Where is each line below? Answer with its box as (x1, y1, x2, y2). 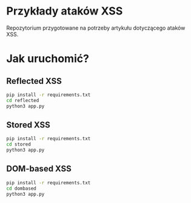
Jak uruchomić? (6, 52, 90, 66)
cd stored (6, 141, 32, 147)
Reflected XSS (6, 76, 62, 86)
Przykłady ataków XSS (6, 4, 123, 18)
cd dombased (6, 185, 36, 192)
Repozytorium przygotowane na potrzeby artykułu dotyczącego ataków (6, 24, 186, 31)
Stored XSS (6, 120, 50, 130)
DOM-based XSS (6, 164, 72, 174)
